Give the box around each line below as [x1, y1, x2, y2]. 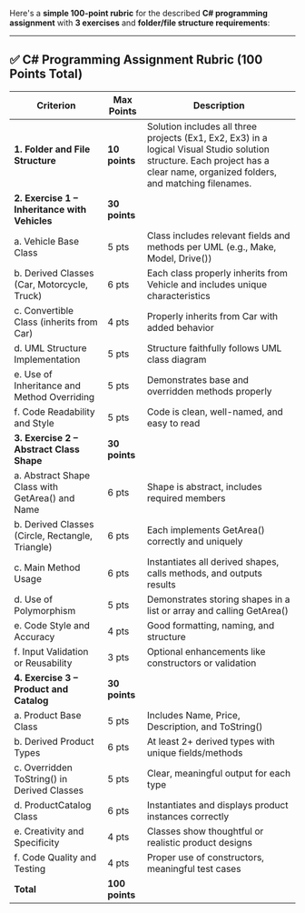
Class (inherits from [14, 316, 98, 328]
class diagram [146, 353, 207, 366]
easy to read [146, 416, 201, 429]
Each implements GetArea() [146, 523, 265, 536]
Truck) [14, 289, 43, 302]
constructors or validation [146, 657, 257, 669]
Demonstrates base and [146, 373, 250, 386]
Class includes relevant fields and [146, 229, 290, 242]
